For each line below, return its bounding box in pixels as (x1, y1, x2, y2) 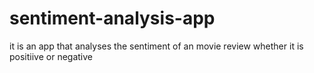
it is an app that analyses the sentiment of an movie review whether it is (9, 40, 304, 52)
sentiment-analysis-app (9, 7, 216, 30)
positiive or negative (9, 50, 94, 62)
